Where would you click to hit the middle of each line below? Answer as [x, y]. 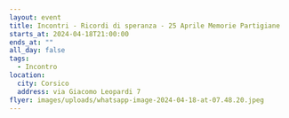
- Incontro [37, 67]
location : [28, 75]
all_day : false [37, 51]
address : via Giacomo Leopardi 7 [79, 91]
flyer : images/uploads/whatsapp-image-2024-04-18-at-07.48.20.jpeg [137, 100]
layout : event [36, 17]
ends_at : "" [31, 42]
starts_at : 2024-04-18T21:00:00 [69, 34]
